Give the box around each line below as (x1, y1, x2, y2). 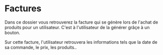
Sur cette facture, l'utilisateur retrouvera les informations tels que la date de (4, 39, 158, 45)
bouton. (4, 29, 21, 35)
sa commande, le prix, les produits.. (4, 44, 77, 50)
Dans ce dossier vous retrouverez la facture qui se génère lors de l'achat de (4, 19, 158, 25)
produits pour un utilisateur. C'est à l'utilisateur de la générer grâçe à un (4, 24, 150, 30)
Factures (4, 3, 42, 14)
